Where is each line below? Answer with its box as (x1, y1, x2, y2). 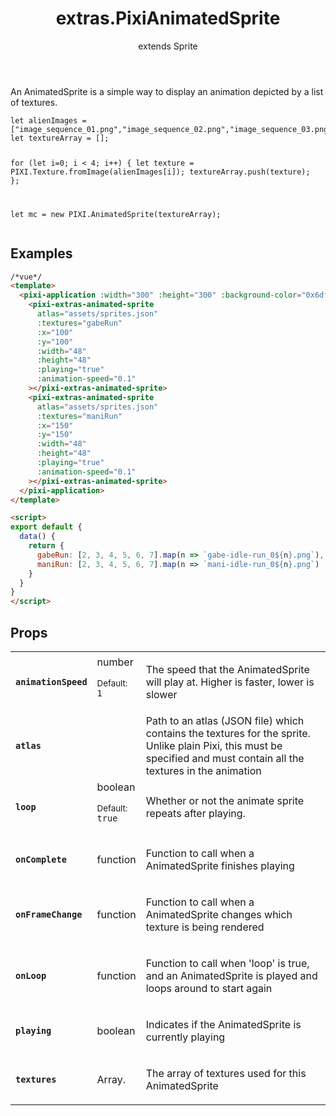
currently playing (145, 1030, 226, 1044)
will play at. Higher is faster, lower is (145, 675, 315, 689)
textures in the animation (145, 763, 262, 777)
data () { (19, 532, 56, 542)
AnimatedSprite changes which (145, 907, 293, 921)
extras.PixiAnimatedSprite (55, 7, 281, 30)
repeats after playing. (145, 806, 246, 820)
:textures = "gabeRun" (36, 318, 123, 328)
